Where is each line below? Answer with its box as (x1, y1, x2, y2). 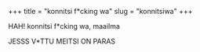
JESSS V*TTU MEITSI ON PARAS (8, 36, 116, 46)
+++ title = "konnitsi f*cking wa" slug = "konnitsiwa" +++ (8, 7, 193, 16)
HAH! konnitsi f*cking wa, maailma (8, 22, 120, 30)
